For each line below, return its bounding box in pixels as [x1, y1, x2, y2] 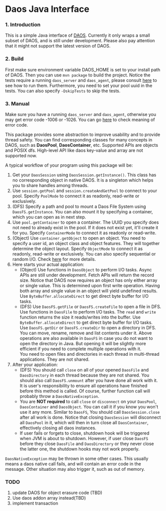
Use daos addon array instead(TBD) [12, 495, 86, 501]
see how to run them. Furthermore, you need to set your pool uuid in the [5, 82, 153, 88]
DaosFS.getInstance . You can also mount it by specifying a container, [12, 209, 153, 215]
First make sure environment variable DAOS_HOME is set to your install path [5, 66, 161, 72]
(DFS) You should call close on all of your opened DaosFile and [19, 367, 149, 373]
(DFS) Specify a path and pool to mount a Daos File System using [12, 203, 146, 209]
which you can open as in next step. [12, 214, 86, 220]
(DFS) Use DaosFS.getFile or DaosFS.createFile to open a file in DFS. [19, 304, 162, 310]
